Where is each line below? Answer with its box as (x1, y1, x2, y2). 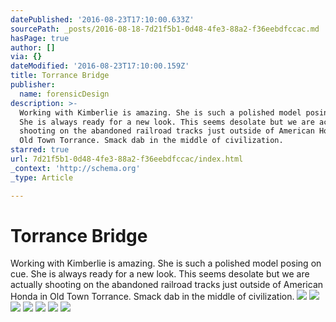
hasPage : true (10, 33, 70, 43)
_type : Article (10, 172, 74, 183)
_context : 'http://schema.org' (10, 163, 141, 173)
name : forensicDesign (19, 89, 110, 99)
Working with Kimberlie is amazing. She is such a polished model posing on (10, 257, 322, 270)
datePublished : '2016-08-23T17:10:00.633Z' (10, 14, 195, 25)
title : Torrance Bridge (10, 71, 110, 81)
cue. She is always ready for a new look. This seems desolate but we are (10, 268, 310, 280)
